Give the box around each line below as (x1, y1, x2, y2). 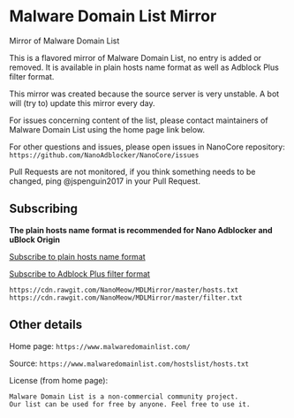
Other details (9, 317, 82, 332)
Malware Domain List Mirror (9, 6, 217, 27)
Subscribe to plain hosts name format (9, 251, 146, 262)
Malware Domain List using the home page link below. (9, 124, 206, 134)
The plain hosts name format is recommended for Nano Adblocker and (9, 224, 273, 235)
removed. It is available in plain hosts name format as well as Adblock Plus (9, 62, 280, 72)
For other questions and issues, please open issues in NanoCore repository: (9, 141, 285, 152)
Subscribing (9, 201, 78, 217)
